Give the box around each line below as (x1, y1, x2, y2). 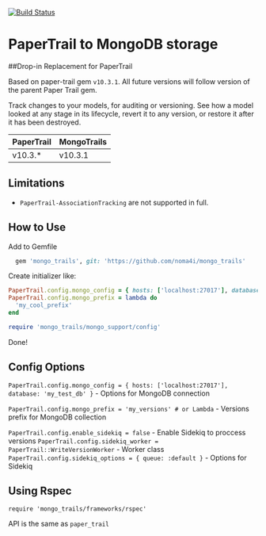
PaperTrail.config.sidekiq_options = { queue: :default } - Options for (8, 453, 247, 462)
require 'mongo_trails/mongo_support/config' (8, 323, 161, 331)
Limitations (8, 177, 65, 190)
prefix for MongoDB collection (8, 412, 107, 422)
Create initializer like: (8, 271, 77, 281)
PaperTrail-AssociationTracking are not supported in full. (19, 197, 209, 207)
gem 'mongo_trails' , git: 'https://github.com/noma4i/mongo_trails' (15, 257, 246, 265)
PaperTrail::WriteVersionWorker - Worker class (8, 444, 165, 454)
